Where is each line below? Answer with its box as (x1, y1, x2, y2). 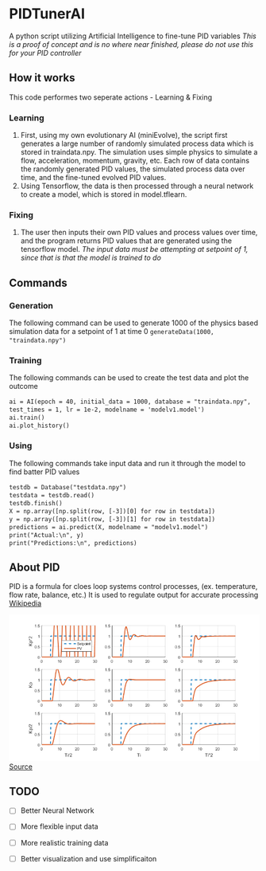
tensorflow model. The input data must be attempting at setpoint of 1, (20, 245, 249, 254)
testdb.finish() (9, 499, 63, 507)
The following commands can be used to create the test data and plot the (9, 373, 249, 383)
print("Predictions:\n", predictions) (9, 539, 137, 547)
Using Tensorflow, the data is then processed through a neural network (20, 181, 254, 191)
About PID (9, 561, 60, 575)
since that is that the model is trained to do (20, 253, 162, 263)
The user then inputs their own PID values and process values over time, (20, 228, 258, 237)
